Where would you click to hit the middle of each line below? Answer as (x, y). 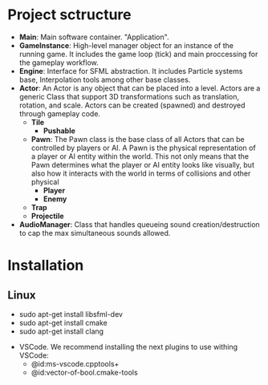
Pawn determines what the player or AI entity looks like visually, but (142, 164)
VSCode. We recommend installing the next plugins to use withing (128, 346)
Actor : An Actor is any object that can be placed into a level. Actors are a (140, 88)
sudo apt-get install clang (61, 331)
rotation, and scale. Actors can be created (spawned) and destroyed (132, 105)
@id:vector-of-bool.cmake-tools (84, 372)
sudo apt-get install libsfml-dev (71, 314)
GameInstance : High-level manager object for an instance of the (126, 45)
